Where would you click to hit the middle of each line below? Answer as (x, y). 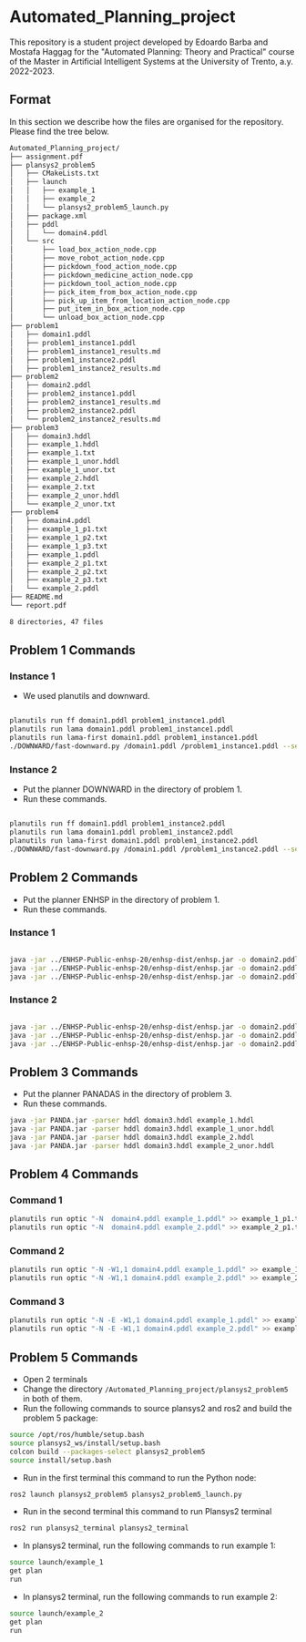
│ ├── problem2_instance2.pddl (73, 410)
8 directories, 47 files (56, 621)
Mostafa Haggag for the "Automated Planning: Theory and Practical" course (152, 51)
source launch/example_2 (56, 1613)
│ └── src (32, 241)
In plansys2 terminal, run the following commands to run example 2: (150, 1596)
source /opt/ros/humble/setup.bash (77, 1435)
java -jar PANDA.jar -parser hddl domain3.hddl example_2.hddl (132, 1137)
